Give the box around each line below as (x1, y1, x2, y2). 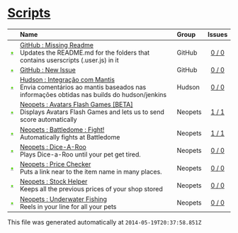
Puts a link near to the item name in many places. (20, 168, 162, 176)
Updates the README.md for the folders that (20, 48, 150, 57)
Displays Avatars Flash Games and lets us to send (20, 108, 165, 116)
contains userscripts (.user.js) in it (20, 55, 119, 64)
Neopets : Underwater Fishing (20, 195, 108, 203)
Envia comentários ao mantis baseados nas (20, 83, 147, 91)
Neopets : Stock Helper (20, 177, 88, 186)
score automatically (20, 115, 77, 124)
